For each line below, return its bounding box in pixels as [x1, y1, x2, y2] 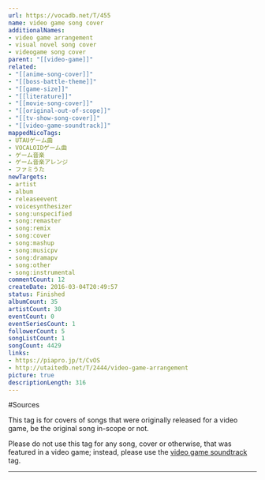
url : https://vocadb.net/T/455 [8, 11, 111, 20]
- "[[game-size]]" [8, 84, 69, 93]
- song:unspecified [8, 210, 73, 218]
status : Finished [8, 291, 65, 298]
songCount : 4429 [8, 342, 62, 350]
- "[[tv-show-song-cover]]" [8, 114, 101, 122]
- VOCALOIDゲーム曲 [8, 144, 67, 152]
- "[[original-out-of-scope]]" [8, 107, 111, 115]
